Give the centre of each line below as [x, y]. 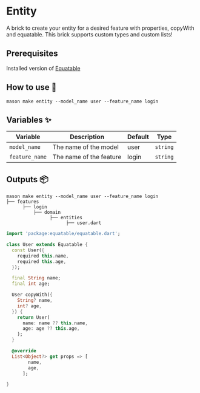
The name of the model [86, 147]
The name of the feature [87, 157]
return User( [34, 317]
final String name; [36, 278]
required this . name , [43, 256]
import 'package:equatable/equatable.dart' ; [63, 234]
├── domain [47, 213]
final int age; [31, 284]
